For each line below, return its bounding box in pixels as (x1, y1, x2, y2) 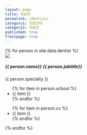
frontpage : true (5, 35, 38, 39)
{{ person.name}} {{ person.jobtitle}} (5, 64, 83, 70)
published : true (5, 30, 38, 35)
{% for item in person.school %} (12, 85, 77, 91)
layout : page (5, 7, 32, 12)
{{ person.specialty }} (5, 76, 49, 82)
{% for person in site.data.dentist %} (5, 47, 79, 54)
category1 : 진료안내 (5, 20, 43, 26)
